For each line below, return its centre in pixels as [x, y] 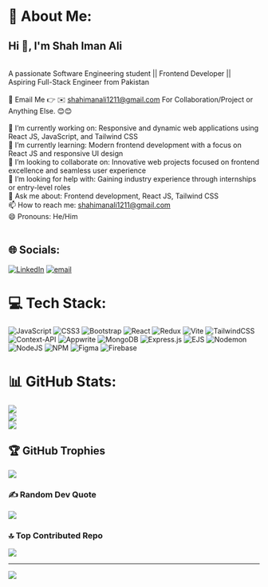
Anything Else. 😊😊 [40, 111]
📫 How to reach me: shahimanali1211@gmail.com [90, 205]
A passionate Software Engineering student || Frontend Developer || [120, 74]
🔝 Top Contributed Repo [56, 535]
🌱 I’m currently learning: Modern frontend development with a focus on [125, 145]
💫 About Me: [50, 16]
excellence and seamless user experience [77, 170]
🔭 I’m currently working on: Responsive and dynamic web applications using [134, 128]
